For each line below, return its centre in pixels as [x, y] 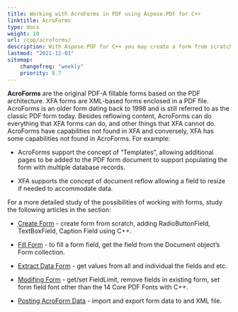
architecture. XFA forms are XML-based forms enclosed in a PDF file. [108, 100]
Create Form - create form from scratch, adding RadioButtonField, [114, 223]
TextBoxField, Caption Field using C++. [75, 231]
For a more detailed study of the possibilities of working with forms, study [115, 202]
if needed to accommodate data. [65, 188]
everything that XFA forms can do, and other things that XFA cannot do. [112, 123]
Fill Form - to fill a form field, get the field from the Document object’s [119, 244]
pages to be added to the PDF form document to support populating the [123, 159]
